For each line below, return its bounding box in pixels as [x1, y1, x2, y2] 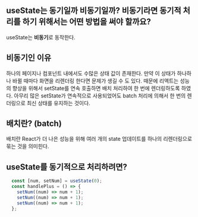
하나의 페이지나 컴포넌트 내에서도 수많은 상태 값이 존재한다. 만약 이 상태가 [6, 70, 176, 77]
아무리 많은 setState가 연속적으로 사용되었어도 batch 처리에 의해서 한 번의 [14, 92, 186, 99]
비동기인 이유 [6, 53, 52, 63]
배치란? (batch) [6, 118, 62, 129]
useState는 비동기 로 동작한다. [6, 33, 76, 40]
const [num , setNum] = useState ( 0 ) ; [11, 178, 102, 184]
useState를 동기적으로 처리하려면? [6, 162, 128, 172]
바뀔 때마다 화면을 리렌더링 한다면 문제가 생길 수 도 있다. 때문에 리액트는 [12, 77, 179, 84]
